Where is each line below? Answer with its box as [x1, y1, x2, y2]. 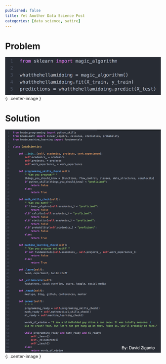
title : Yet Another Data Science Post [5, 13, 85, 18]
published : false [5, 8, 41, 13]
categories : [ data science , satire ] [5, 18, 81, 23]
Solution [5, 113, 41, 124]
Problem [5, 40, 41, 52]
